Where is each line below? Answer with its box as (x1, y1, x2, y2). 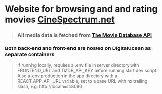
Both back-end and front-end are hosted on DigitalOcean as (5, 45, 151, 52)
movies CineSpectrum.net (5, 14, 115, 25)
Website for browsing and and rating (5, 3, 158, 15)
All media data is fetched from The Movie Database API (17, 32, 152, 39)
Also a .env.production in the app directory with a (17, 73, 117, 79)
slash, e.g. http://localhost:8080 (17, 83, 82, 90)
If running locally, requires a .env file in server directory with (17, 62, 139, 68)
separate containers (5, 51, 55, 58)
